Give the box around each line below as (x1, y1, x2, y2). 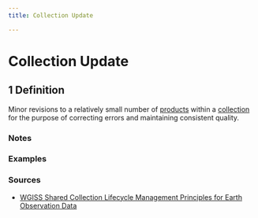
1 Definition (8, 83, 65, 97)
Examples (8, 153, 47, 164)
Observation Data (19, 201, 77, 210)
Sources (8, 175, 41, 186)
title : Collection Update (8, 11, 93, 20)
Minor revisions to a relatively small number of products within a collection (8, 104, 250, 114)
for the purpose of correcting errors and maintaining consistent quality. (8, 113, 239, 122)
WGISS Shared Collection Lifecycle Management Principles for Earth (19, 192, 243, 201)
